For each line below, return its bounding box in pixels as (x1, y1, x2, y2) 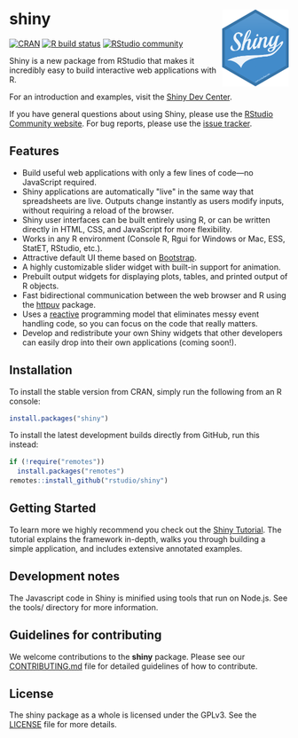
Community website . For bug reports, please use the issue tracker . (9, 118, 253, 129)
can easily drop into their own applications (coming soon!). (21, 337, 237, 348)
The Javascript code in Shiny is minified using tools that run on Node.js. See (9, 593, 288, 603)
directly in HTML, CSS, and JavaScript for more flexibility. (21, 224, 232, 234)
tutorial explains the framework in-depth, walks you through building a (9, 533, 266, 545)
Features (9, 144, 59, 159)
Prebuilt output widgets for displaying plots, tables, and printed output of (21, 271, 288, 281)
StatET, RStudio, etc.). (21, 242, 103, 253)
